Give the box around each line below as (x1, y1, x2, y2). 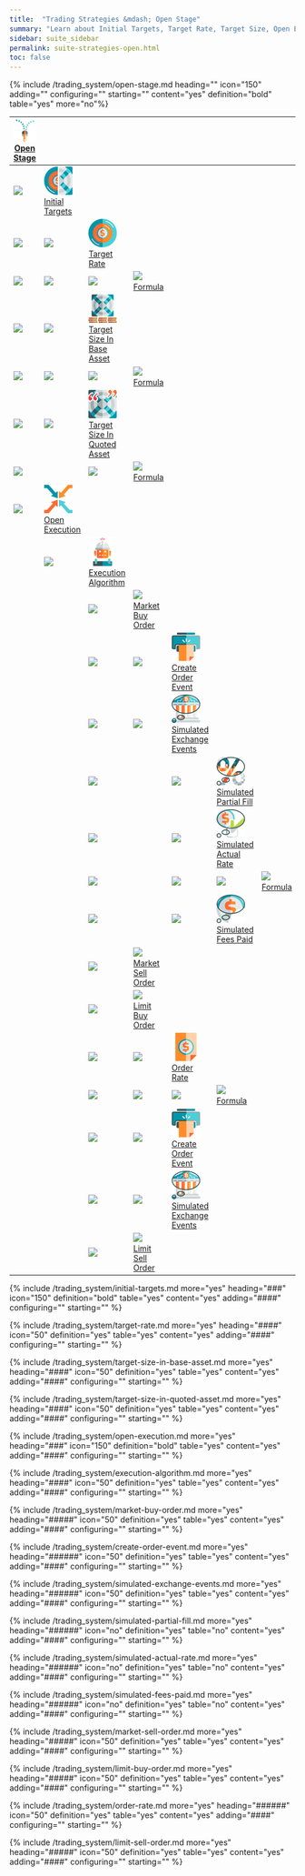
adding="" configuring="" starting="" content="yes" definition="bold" (9, 89, 272, 100)
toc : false (9, 53, 51, 63)
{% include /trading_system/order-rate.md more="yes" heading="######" (9, 1800, 290, 1811)
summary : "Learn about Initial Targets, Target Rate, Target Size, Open (9, 24, 290, 34)
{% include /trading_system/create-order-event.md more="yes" (9, 1541, 249, 1552)
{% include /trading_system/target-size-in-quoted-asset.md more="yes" (9, 1393, 281, 1404)
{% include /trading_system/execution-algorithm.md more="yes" (9, 1467, 252, 1478)
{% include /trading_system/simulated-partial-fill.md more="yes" (9, 1615, 252, 1626)
